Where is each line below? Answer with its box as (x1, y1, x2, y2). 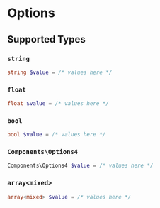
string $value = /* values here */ (7, 69, 113, 76)
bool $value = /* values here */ (7, 131, 106, 138)
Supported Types (7, 33, 86, 45)
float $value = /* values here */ (7, 100, 110, 107)
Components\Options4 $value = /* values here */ (7, 162, 154, 170)
